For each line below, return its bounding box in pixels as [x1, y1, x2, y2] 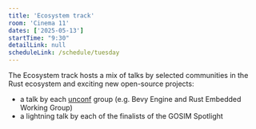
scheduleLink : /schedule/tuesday [8, 49, 120, 57]
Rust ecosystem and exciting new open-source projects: [8, 79, 194, 88]
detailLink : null [8, 41, 66, 49]
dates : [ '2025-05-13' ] [8, 26, 84, 34]
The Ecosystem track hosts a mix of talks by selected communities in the [8, 71, 249, 80]
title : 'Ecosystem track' [8, 11, 94, 20]
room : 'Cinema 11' [8, 19, 70, 27]
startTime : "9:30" [8, 33, 70, 42]
